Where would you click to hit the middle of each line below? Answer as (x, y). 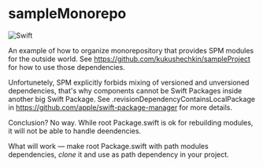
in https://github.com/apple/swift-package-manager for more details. (120, 107)
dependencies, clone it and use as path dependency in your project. (119, 154)
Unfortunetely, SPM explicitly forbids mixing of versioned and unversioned (129, 82)
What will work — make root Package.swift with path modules (108, 146)
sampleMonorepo (67, 14)
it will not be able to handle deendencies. (75, 131)
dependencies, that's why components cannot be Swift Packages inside (125, 90)
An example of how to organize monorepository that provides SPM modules (131, 50)
